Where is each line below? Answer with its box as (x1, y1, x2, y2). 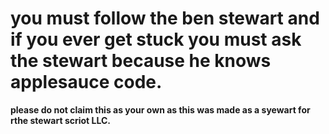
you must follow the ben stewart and (10, 7, 320, 30)
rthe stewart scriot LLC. (10, 114, 112, 126)
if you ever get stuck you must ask (10, 28, 302, 51)
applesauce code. (10, 71, 163, 94)
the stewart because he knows (10, 50, 272, 72)
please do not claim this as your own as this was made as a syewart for (10, 103, 311, 116)
